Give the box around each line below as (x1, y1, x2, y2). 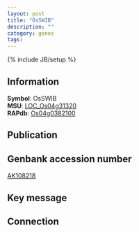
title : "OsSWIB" (7, 17, 54, 24)
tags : (7, 36, 23, 43)
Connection (7, 215, 59, 227)
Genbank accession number (7, 153, 132, 165)
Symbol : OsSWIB (7, 94, 57, 102)
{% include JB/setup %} (7, 55, 76, 64)
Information (7, 75, 60, 87)
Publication (7, 129, 58, 141)
